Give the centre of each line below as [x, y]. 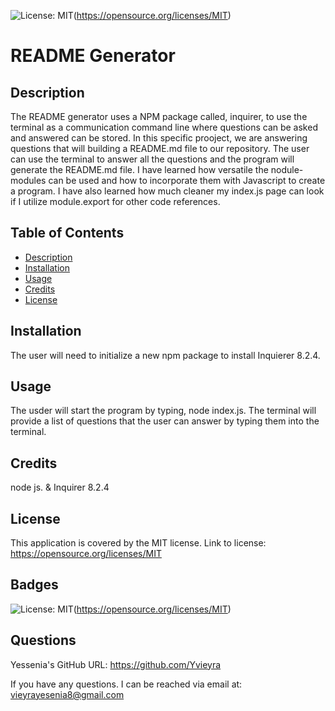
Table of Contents [67, 233]
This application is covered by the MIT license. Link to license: [138, 543]
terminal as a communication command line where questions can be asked [164, 127]
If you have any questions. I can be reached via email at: [126, 684]
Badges [34, 585]
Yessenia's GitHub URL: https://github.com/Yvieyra [116, 664]
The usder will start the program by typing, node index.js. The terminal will [163, 411]
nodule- [287, 169]
